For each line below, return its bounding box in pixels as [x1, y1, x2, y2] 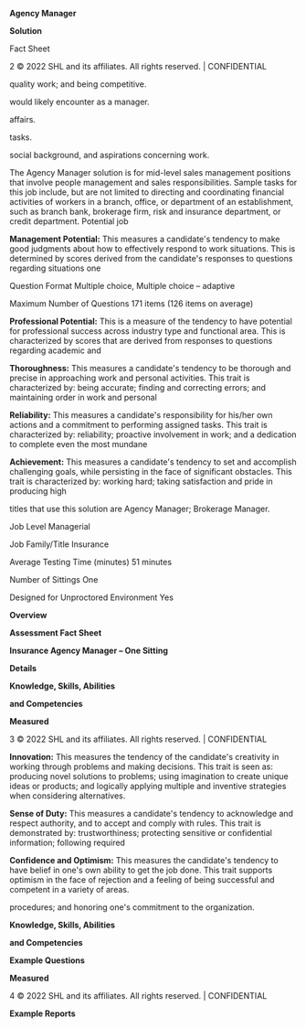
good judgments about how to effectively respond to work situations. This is [9, 243, 296, 254]
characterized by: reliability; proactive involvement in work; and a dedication [9, 429, 297, 440]
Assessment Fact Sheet [9, 627, 102, 638]
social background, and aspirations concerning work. [9, 150, 210, 160]
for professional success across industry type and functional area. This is [9, 326, 286, 337]
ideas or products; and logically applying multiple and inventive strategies [9, 781, 287, 791]
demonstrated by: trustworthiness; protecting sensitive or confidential [9, 828, 272, 838]
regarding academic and [9, 345, 102, 356]
